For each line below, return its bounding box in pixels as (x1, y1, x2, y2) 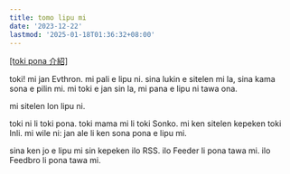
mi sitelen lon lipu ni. (9, 101, 86, 112)
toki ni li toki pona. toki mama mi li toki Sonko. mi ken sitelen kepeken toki (9, 118, 282, 129)
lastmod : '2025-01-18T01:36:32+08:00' (9, 30, 155, 39)
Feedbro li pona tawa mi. (9, 155, 101, 166)
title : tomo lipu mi (9, 13, 88, 23)
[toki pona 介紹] (9, 56, 69, 67)
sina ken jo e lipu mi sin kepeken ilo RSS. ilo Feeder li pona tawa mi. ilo (9, 145, 271, 156)
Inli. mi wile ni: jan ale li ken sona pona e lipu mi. (9, 128, 187, 139)
